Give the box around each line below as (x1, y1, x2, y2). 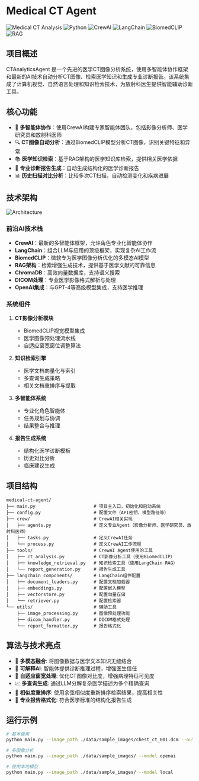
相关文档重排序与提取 (23, 382, 76, 389)
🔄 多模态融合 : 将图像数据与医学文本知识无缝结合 (14, 657, 132, 664)
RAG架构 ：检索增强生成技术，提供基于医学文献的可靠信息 (14, 261, 156, 268)
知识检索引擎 (14, 354, 46, 361)
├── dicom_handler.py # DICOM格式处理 (17, 616, 130, 623)
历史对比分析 (23, 454, 55, 462)
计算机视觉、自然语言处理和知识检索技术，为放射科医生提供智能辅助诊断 (16, 80, 193, 87)
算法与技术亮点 (6, 641, 61, 651)
